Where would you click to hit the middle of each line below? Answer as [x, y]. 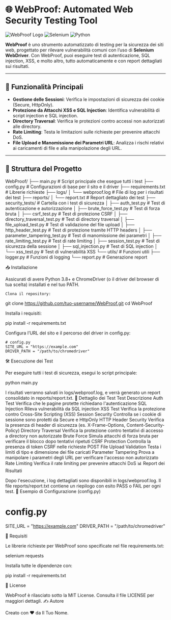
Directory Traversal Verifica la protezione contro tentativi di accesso [92, 430]
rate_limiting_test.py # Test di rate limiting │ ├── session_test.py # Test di [83, 241]
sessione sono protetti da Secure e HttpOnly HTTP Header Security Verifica [85, 420]
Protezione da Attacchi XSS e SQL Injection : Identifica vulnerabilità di [86, 110]
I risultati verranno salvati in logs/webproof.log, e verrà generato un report [83, 392]
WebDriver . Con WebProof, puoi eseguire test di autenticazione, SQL [78, 55]
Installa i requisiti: [24, 313]
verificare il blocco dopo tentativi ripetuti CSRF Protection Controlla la [78, 441]
